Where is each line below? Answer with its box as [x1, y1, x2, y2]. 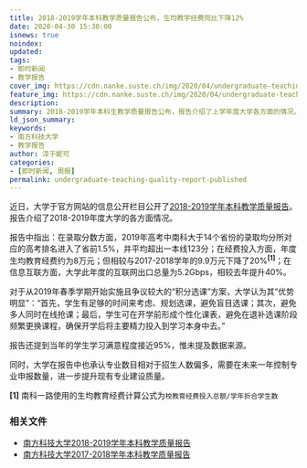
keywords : [9, 124, 48, 133]
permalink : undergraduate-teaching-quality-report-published [9, 175, 248, 184]
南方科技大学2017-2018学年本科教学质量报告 [22, 449, 191, 460]
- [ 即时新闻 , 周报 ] [9, 166, 76, 175]
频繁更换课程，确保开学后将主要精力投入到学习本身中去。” [9, 320, 226, 331]
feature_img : [9, 90, 59, 99]
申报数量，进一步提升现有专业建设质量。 [16, 370, 170, 381]
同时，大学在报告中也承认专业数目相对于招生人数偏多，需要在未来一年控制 [9, 358, 290, 370]
